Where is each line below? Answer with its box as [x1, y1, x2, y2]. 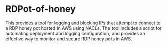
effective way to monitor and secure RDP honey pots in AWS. [5, 36, 132, 42]
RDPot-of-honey [5, 3, 76, 15]
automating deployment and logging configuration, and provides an [5, 30, 145, 36]
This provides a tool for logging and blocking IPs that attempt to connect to [5, 20, 161, 26]
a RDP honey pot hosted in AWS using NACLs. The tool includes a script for [5, 25, 162, 31]
